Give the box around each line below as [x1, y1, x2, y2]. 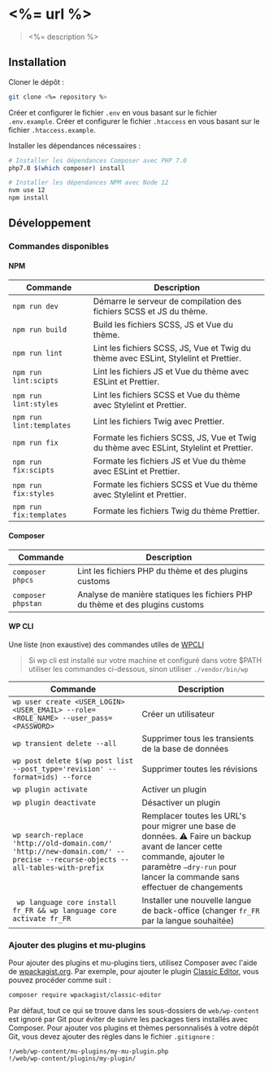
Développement [8, 217, 92, 230]
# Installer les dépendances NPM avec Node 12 [8, 178, 169, 187]
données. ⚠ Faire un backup [141, 830, 252, 841]
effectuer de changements [141, 881, 244, 893]
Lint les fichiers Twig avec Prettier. [93, 415, 225, 427]
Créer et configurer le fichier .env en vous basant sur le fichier [8, 108, 218, 117]
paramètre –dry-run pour [141, 861, 237, 872]
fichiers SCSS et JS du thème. [93, 305, 208, 317]
